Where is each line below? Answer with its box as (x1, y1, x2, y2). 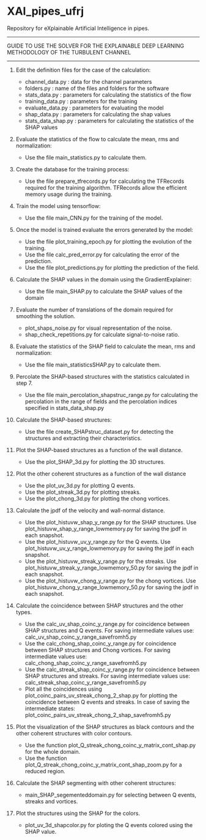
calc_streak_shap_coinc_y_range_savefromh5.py (24, 678, 147, 686)
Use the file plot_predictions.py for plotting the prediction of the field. (24, 264, 199, 271)
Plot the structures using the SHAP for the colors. (15, 809, 140, 817)
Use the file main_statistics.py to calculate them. (24, 154, 147, 161)
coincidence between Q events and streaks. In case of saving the (24, 698, 190, 705)
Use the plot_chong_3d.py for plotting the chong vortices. (24, 494, 170, 502)
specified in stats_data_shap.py (24, 404, 105, 411)
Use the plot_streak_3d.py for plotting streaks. (24, 488, 141, 496)
